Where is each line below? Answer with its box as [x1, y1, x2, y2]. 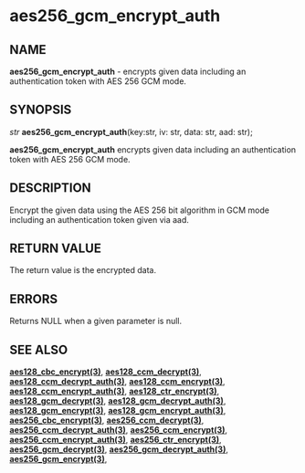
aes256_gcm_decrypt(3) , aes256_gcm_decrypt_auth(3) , [9, 444, 228, 455]
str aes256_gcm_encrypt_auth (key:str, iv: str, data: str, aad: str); [9, 126, 253, 137]
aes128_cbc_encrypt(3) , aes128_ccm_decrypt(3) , [9, 366, 203, 377]
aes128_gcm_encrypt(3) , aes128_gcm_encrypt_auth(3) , [9, 405, 226, 416]
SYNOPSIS [9, 102, 72, 118]
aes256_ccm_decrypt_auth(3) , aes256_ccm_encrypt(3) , [9, 425, 228, 436]
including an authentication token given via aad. [9, 214, 190, 225]
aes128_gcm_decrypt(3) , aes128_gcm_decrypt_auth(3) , [9, 395, 226, 406]
